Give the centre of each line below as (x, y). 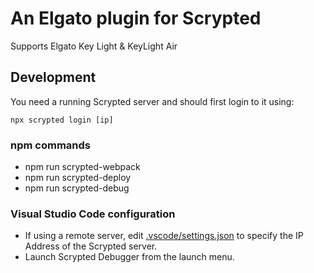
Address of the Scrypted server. (91, 246)
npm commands (50, 145)
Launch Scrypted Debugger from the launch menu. (129, 257)
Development (53, 77)
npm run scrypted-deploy (78, 178)
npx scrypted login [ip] (62, 120)
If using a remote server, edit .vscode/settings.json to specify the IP (164, 236)
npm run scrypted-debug (77, 188)
